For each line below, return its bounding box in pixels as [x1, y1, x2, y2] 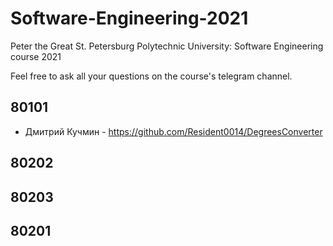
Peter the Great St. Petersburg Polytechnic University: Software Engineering [10, 40, 324, 52]
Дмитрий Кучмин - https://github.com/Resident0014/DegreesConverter [24, 125, 323, 137]
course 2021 [10, 50, 62, 62]
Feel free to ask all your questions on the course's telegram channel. [10, 70, 293, 82]
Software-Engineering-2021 [10, 7, 249, 30]
